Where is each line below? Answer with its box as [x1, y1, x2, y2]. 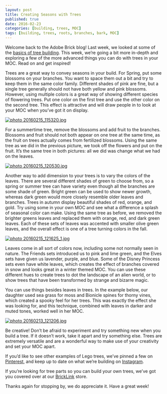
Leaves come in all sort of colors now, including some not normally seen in [5, 245, 159, 251]
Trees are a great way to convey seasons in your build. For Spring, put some [5, 70, 162, 76]
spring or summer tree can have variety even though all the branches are [5, 183, 156, 189]
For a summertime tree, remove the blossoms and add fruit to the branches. [5, 127, 161, 133]
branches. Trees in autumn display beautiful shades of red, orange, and [5, 199, 152, 205]
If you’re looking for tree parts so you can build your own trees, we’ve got [5, 368, 156, 374]
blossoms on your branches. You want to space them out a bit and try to [5, 76, 154, 81]
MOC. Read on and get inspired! [5, 61, 71, 66]
